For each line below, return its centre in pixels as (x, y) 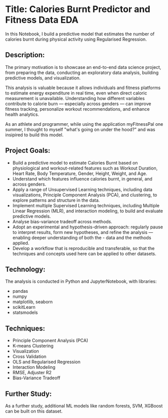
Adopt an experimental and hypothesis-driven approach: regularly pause (88, 227)
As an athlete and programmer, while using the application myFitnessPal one (84, 124)
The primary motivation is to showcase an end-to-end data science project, (83, 67)
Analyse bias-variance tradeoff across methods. (62, 221)
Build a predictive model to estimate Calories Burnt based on (75, 162)
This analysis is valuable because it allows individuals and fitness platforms (83, 88)
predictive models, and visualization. (43, 78)
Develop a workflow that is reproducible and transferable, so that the (83, 248)
